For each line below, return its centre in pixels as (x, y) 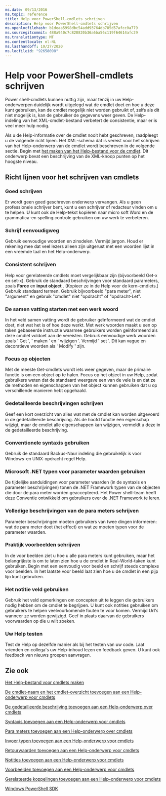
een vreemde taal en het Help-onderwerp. (48, 252)
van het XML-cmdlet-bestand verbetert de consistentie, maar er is (89, 120)
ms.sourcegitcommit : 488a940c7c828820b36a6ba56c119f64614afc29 (72, 33)
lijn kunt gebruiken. (25, 576)
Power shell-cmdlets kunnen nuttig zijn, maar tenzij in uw (63, 100)
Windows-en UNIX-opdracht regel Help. (46, 458)
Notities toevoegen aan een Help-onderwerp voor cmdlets (64, 760)
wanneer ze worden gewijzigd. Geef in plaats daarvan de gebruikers (75, 616)
